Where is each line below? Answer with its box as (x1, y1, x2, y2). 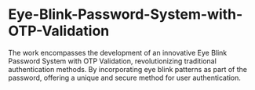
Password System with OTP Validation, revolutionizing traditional (8, 56, 217, 66)
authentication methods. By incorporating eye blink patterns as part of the (8, 64, 247, 74)
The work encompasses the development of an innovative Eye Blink (8, 48, 228, 57)
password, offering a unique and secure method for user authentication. (8, 73, 242, 82)
